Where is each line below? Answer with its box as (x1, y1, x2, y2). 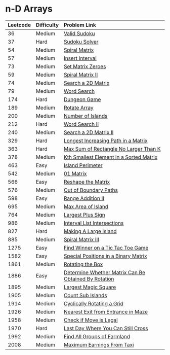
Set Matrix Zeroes (63, 63, 106, 70)
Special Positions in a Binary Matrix (63, 252, 148, 259)
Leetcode (8, 21, 31, 28)
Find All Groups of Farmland (63, 333, 131, 340)
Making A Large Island (63, 228, 117, 235)
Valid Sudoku (63, 30, 95, 37)
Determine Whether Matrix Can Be (63, 269, 146, 276)
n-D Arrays (5, 3, 53, 15)
